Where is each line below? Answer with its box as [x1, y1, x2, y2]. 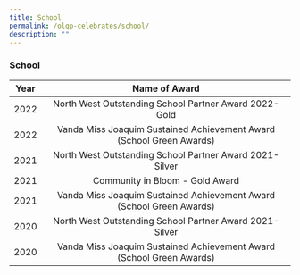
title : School [9, 12, 62, 22]
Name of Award [132, 82, 200, 95]
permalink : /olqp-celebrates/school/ [9, 21, 150, 30]
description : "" [9, 29, 70, 38]
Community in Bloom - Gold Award [92, 174, 239, 187]
